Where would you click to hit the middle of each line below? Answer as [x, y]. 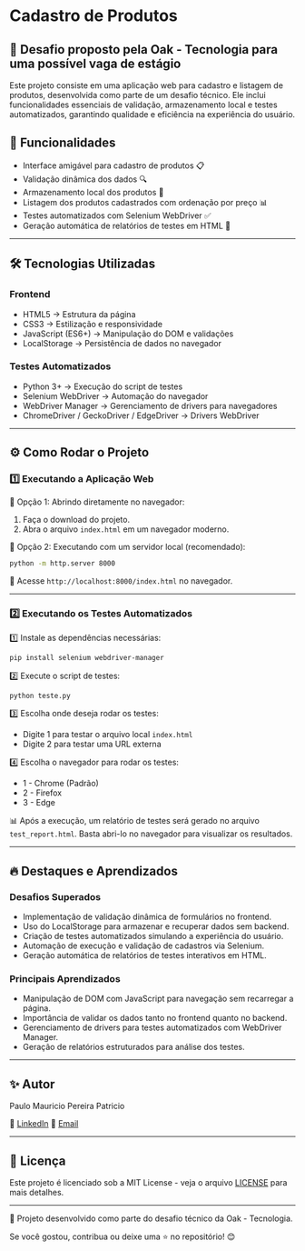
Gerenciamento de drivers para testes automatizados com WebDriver [152, 1027]
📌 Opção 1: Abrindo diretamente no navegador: [97, 502]
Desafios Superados [55, 896]
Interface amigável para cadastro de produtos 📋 [113, 165]
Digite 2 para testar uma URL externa [92, 744]
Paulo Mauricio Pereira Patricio [67, 1106]
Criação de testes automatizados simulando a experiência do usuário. [153, 936]
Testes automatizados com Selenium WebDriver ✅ [117, 215]
